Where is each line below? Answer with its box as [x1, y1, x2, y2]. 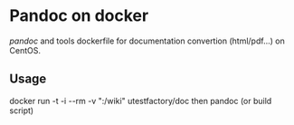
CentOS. [9, 44, 41, 55]
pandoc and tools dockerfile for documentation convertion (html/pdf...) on [9, 35, 285, 46]
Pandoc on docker [9, 5, 149, 26]
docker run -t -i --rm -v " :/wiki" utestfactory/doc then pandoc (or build [9, 95, 272, 106]
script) [9, 105, 34, 116]
